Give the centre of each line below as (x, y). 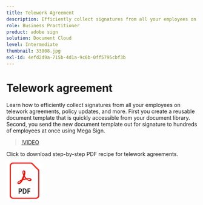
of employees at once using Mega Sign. (56, 131)
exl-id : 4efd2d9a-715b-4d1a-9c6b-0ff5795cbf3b (66, 57)
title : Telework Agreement (40, 13)
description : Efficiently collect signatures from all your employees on (101, 19)
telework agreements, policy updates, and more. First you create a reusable (101, 111)
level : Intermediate (32, 45)
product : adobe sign (32, 32)
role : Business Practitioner (43, 25)
